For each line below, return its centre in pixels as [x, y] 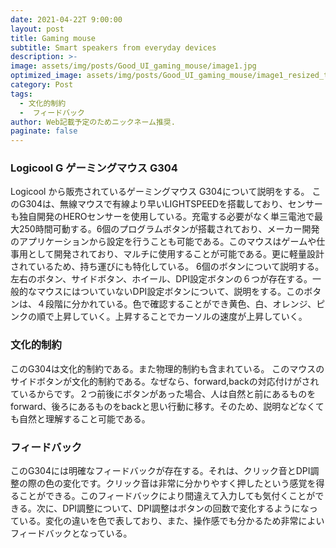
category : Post [42, 85]
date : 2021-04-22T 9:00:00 [66, 19]
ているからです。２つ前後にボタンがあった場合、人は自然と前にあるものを [163, 393]
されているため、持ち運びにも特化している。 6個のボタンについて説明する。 [167, 267]
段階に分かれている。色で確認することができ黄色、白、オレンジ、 [180, 304]
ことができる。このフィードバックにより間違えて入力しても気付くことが [167, 496]
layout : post [37, 29]
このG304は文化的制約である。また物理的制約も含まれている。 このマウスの [167, 368]
